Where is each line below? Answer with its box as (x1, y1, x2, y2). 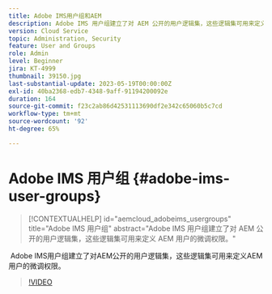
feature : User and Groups (8, 42, 96, 50)
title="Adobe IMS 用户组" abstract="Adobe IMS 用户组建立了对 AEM (28, 224, 255, 233)
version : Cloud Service (8, 27, 89, 35)
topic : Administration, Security (8, 34, 121, 43)
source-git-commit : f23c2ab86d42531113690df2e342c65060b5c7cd (8, 102, 223, 110)
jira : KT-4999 (8, 65, 57, 73)
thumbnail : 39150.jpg (8, 72, 82, 80)
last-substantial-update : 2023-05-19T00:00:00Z (8, 79, 172, 87)
